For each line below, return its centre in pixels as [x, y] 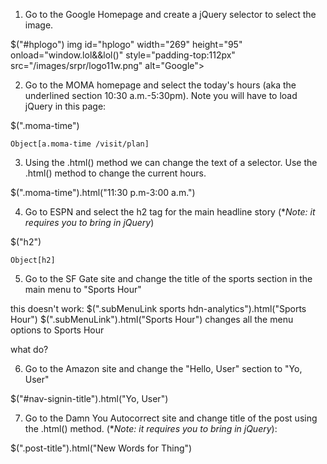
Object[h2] [33, 260]
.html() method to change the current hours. [115, 173]
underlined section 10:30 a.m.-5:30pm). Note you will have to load [161, 95]
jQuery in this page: [65, 106]
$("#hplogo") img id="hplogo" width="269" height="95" [126, 44]
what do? [29, 349]
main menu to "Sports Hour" [83, 289]
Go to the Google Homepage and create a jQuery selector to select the [170, 14]
